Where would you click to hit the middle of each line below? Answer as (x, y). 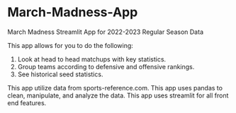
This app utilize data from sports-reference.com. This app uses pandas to (115, 88)
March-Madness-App (73, 12)
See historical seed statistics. (60, 74)
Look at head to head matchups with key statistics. (92, 59)
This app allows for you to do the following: (70, 45)
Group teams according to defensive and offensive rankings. (106, 66)
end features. (27, 102)
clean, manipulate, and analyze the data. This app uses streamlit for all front (118, 95)
